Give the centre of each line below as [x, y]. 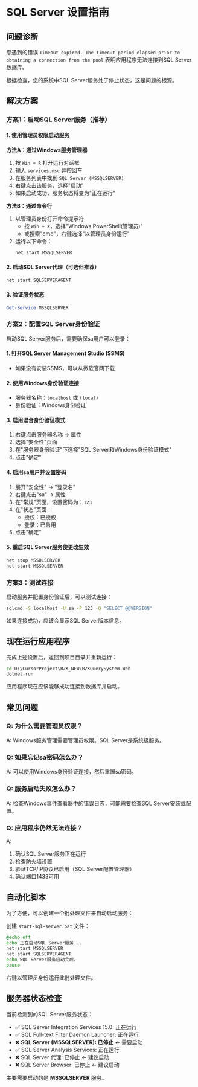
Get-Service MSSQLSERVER [37, 308]
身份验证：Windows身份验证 [50, 405]
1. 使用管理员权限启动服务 [38, 135]
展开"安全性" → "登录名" [45, 487]
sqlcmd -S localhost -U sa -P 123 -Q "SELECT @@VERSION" [79, 608]
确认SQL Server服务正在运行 [50, 854]
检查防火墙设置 [34, 861]
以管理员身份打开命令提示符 [49, 219]
